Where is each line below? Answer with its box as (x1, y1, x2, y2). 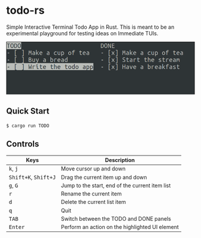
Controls (6, 139, 39, 149)
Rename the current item (60, 190, 122, 197)
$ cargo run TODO (6, 123, 50, 129)
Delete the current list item (60, 199, 126, 206)
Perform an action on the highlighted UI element (60, 224, 179, 231)
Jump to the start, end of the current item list (60, 182, 171, 189)
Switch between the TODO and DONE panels (60, 215, 172, 222)
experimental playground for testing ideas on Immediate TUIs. (6, 29, 159, 36)
